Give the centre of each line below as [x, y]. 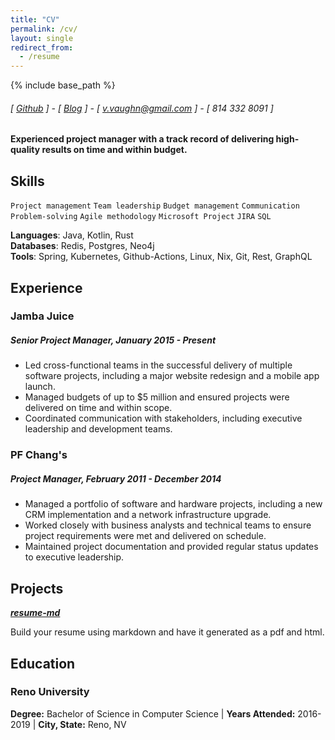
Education [43, 663]
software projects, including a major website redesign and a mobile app [172, 376]
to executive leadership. [74, 557]
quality [25, 150]
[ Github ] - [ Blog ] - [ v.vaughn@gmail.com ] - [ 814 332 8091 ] [142, 108]
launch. [40, 387]
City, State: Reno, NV [82, 724]
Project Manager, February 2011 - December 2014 [116, 478]
